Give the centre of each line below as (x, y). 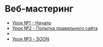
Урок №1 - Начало (32, 23)
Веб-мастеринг (39, 9)
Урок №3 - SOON (30, 39)
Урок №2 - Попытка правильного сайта (55, 28)
